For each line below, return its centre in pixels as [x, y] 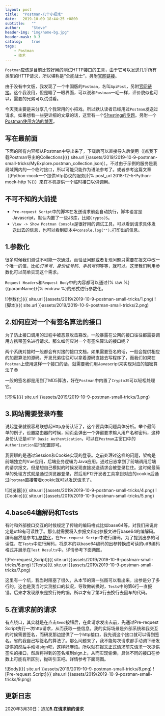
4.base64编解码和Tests [42, 512]
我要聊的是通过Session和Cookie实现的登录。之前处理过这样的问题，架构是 [81, 455]
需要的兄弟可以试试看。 [37, 99]
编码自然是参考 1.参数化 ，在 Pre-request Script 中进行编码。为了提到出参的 [80, 538]
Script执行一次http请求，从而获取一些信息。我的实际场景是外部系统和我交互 [82, 629]
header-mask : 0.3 [23, 37]
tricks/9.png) [18, 679]
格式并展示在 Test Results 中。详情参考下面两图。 [55, 550]
